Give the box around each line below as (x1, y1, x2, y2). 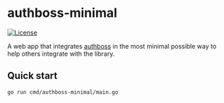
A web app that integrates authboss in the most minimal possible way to (7, 42, 217, 50)
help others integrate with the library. (7, 49, 115, 58)
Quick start (7, 70, 58, 82)
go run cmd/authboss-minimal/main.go (7, 88, 119, 96)
